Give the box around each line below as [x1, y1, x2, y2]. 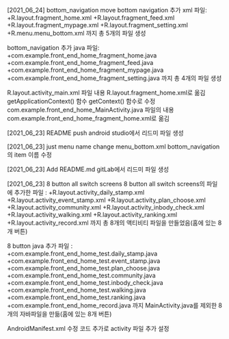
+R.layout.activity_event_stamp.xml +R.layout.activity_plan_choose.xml [7, 196, 206, 204]
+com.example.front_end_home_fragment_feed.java [7, 59, 154, 66]
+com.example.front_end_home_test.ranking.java [7, 293, 146, 301]
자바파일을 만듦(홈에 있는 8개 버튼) [19, 310, 112, 318]
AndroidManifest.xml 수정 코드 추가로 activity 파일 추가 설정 [7, 325, 170, 332]
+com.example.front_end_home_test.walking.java [7, 286, 146, 294]
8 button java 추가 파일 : [7, 242, 73, 250]
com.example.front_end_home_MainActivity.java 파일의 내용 [7, 105, 174, 114]
